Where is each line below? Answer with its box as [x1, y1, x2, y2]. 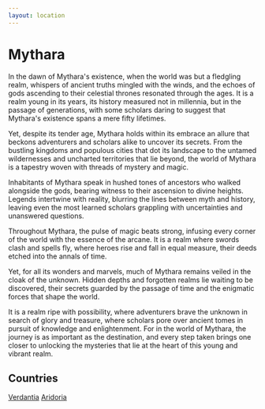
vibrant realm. [8, 348, 54, 359]
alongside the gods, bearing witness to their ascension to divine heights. [8, 186, 244, 195]
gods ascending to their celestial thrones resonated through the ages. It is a [8, 88, 254, 98]
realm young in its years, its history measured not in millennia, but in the [8, 96, 242, 106]
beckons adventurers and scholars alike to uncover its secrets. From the [8, 137, 243, 147]
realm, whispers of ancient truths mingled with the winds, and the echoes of [8, 80, 256, 89]
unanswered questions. [8, 210, 84, 221]
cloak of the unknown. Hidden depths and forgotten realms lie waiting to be [8, 275, 254, 284]
